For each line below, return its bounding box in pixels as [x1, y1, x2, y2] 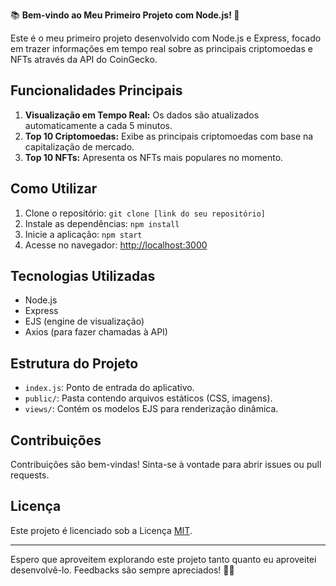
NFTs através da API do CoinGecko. [10, 54, 158, 65]
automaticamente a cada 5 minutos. [24, 119, 173, 131]
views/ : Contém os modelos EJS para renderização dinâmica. [24, 403, 279, 415]
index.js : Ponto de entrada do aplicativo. [24, 382, 195, 394]
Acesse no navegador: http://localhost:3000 [24, 239, 208, 251]
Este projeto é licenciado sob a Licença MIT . [10, 524, 193, 536]
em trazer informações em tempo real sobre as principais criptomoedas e [10, 43, 313, 54]
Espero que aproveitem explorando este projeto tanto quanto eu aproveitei [10, 553, 317, 565]
